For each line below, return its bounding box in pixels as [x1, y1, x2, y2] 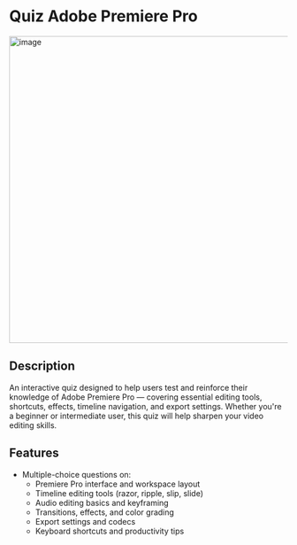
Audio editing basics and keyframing [34, 497, 170, 508]
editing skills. [9, 419, 57, 431]
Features [9, 446, 59, 461]
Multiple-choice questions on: [21, 469, 132, 479]
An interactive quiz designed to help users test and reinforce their [9, 382, 248, 393]
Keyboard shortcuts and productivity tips [34, 526, 185, 536]
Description [9, 359, 75, 374]
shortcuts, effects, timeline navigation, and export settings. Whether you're [9, 401, 282, 411]
